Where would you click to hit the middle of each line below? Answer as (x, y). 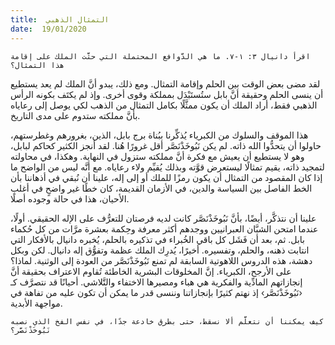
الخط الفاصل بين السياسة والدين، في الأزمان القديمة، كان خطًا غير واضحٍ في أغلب (161, 188)
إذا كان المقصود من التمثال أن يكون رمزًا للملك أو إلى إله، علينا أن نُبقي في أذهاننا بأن (166, 177)
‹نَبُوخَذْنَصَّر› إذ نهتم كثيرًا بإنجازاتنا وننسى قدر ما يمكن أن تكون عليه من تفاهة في (156, 292)
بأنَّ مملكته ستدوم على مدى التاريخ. (75, 115)
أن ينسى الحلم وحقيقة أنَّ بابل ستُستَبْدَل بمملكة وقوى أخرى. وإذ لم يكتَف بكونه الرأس (167, 94)
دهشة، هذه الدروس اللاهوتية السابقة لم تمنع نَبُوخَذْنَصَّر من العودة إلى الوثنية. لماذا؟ (161, 260)
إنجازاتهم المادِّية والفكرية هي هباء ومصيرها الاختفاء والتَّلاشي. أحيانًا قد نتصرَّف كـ (156, 282)
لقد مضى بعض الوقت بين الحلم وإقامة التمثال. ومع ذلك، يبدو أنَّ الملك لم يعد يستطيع (165, 83)
